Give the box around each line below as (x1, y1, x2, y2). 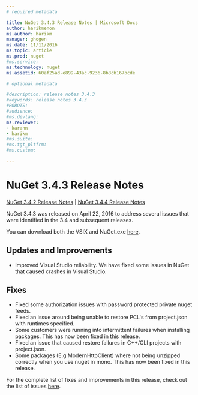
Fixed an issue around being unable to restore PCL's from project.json (14, 313, 188, 321)
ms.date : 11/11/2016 (6, 42, 58, 48)
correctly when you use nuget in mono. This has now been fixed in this (14, 358, 190, 366)
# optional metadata (6, 80, 58, 87)
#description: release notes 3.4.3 (6, 91, 95, 98)
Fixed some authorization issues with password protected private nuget (14, 301, 193, 308)
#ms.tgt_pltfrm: (6, 142, 47, 148)
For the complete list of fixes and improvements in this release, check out (6, 376, 188, 384)
